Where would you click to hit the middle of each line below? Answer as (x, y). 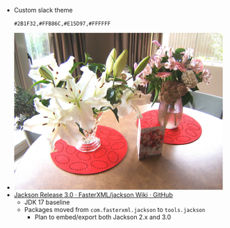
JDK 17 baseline (47, 202)
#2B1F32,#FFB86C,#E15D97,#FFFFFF (62, 24)
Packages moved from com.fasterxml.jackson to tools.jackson (115, 210)
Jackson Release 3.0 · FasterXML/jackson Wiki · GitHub (93, 195)
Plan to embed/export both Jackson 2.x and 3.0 (103, 217)
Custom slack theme (43, 10)
